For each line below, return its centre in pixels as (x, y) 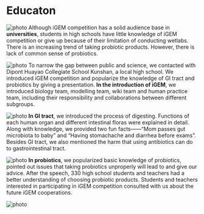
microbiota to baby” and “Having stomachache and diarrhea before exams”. (101, 135)
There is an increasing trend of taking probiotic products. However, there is (100, 47)
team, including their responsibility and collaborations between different (97, 98)
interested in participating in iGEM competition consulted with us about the (100, 186)
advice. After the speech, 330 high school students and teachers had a (95, 173)
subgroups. (21, 104)
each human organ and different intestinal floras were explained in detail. (98, 122)
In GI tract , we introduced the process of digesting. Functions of (109, 116)
